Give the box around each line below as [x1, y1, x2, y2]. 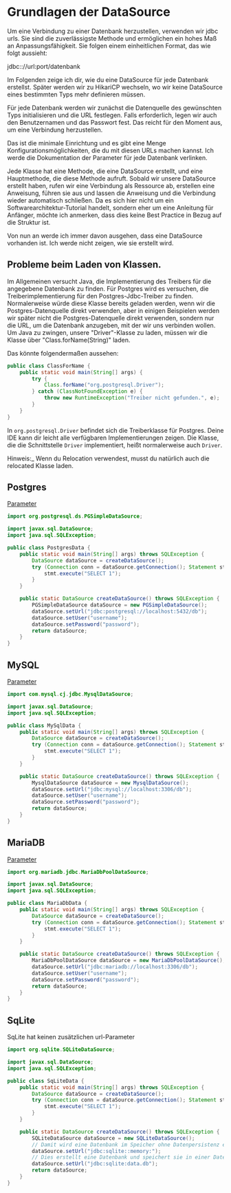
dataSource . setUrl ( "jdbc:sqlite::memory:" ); [32, 1148, 162, 1154]
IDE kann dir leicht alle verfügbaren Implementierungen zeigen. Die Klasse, [7, 434, 219, 442]
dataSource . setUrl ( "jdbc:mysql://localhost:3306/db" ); [32, 786, 192, 793]
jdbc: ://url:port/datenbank [7, 62, 80, 70]
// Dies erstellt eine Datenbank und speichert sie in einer [32, 1154, 211, 1161]
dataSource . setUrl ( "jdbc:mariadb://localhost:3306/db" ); [32, 963, 198, 970]
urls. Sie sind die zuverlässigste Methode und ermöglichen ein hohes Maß [7, 34, 217, 42]
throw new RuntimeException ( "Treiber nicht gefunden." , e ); [43, 394, 220, 402]
